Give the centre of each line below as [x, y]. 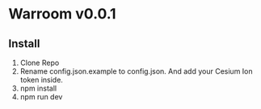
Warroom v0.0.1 [62, 14]
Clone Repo [40, 63]
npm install [38, 88]
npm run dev [41, 97]
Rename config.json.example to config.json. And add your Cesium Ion [136, 71]
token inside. [41, 80]
